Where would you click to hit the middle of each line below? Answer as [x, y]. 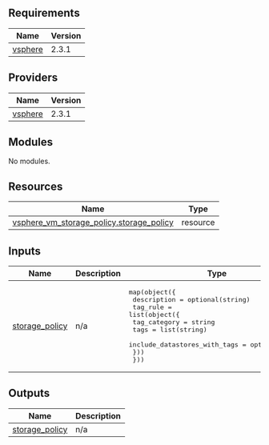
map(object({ [152, 293]
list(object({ [154, 315]
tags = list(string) [170, 330]
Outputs [29, 393]
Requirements [44, 13]
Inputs [25, 251]
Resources [36, 186]
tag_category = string [174, 322]
